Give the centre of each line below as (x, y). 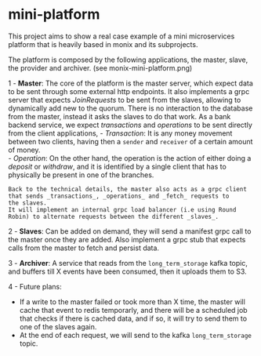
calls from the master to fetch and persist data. (83, 248)
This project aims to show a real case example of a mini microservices (121, 36)
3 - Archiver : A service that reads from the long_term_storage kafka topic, (128, 263)
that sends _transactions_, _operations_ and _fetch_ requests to (119, 196)
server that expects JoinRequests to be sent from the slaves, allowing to (125, 100)
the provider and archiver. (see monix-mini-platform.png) (100, 67)
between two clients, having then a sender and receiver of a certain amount (130, 141)
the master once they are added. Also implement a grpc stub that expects (127, 239)
